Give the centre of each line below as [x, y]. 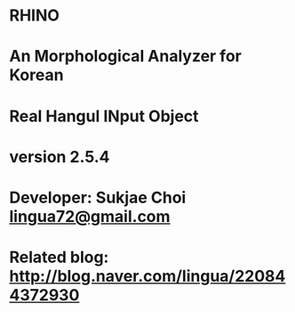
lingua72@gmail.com [90, 216]
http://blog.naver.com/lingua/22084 [147, 276]
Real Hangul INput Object [104, 116]
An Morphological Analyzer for [125, 57]
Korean [36, 75]
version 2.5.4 [60, 156]
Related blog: [59, 257]
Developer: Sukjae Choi [98, 197]
